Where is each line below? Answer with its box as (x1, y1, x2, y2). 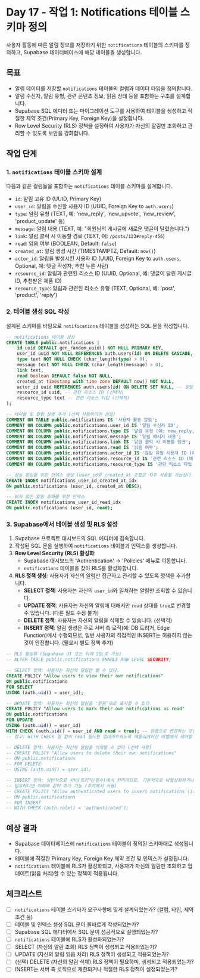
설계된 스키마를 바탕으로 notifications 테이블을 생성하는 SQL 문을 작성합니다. (6, 322, 189, 329)
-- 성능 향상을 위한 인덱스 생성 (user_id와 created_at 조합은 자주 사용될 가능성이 (6, 472, 191, 478)
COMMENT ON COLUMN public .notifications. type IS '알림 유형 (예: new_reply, (6, 428, 195, 434)
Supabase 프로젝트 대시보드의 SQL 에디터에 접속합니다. (14, 535, 145, 542)
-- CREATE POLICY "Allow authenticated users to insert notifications (6, 788, 185, 794)
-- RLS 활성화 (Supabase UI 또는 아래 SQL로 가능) (6, 651, 122, 657)
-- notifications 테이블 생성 (6, 334, 75, 340)
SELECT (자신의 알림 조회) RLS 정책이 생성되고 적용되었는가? (14, 943, 158, 951)
